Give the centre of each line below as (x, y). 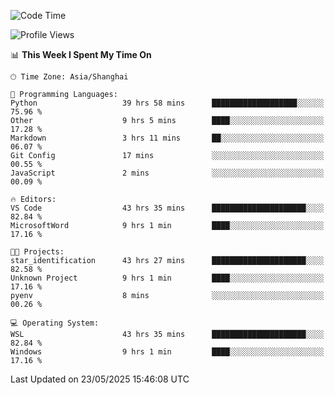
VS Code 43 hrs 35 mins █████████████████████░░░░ (167, 208)
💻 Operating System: (55, 323)
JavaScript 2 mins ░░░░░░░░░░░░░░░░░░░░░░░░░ (167, 173)
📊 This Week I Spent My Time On (81, 54)
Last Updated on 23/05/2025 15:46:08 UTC (100, 379)
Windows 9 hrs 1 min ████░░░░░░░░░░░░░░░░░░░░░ (167, 352)
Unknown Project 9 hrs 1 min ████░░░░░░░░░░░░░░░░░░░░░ (167, 278)
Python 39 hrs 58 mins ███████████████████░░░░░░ (167, 103)
